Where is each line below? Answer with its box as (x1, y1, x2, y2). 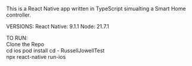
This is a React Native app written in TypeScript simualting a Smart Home (6, 5, 186, 12)
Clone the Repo (6, 41, 45, 48)
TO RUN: (6, 34, 28, 41)
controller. (6, 11, 32, 18)
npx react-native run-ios (6, 54, 66, 60)
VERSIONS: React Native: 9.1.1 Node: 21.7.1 (6, 23, 109, 30)
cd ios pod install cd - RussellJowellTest (6, 47, 105, 54)
